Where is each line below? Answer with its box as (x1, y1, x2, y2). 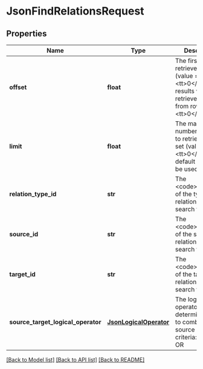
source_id (9, 230, 39, 238)
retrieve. (175, 64, 199, 72)
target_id (9, 270, 36, 278)
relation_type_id (9, 190, 57, 198)
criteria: (175, 333, 198, 341)
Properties (6, 28, 47, 39)
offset (9, 83, 27, 91)
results (175, 87, 195, 95)
